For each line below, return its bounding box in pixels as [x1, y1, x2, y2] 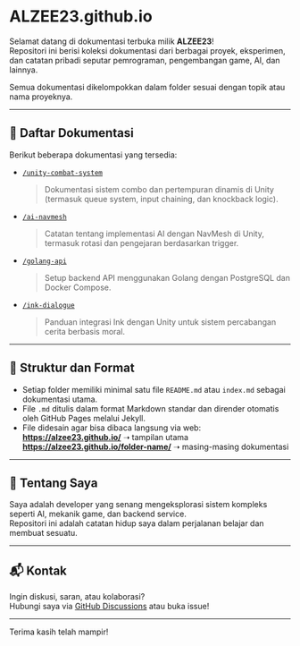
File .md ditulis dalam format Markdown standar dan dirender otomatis [21, 403, 279, 413]
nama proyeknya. [9, 91, 73, 102]
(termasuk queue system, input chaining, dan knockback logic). [44, 193, 279, 204]
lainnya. [9, 64, 38, 75]
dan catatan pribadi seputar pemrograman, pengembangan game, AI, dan [9, 55, 280, 65]
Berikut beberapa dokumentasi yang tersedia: [9, 149, 178, 160]
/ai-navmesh [21, 212, 67, 221]
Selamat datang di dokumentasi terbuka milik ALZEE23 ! [9, 36, 214, 47]
